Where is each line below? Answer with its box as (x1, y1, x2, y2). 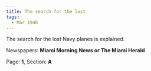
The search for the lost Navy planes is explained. (6, 36, 125, 43)
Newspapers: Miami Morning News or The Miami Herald (6, 47, 146, 54)
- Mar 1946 (11, 19, 38, 25)
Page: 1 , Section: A (6, 58, 52, 65)
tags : (6, 14, 19, 20)
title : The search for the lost (6, 8, 86, 15)
